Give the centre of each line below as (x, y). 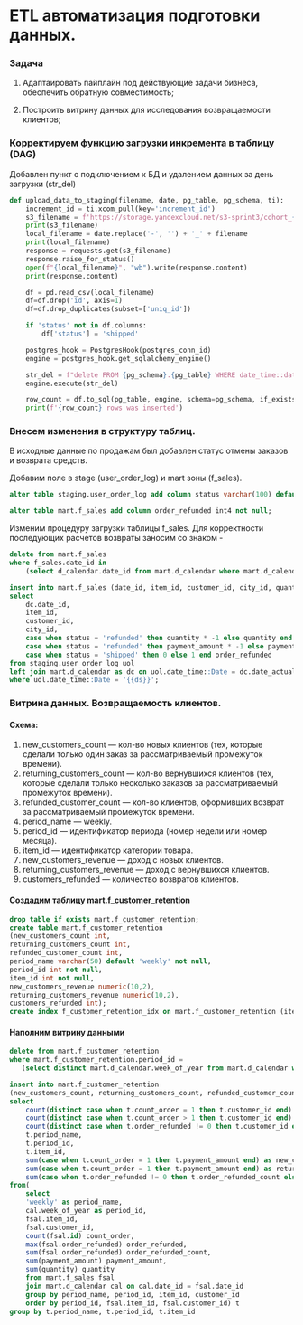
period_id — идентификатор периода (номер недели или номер (145, 831)
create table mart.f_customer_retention (87, 928)
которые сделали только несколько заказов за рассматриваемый (150, 783)
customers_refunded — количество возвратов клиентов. (130, 879)
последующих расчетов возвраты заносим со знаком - (116, 538)
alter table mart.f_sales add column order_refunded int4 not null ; (141, 511)
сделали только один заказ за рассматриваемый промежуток (142, 754)
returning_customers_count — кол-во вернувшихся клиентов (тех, (148, 773)
